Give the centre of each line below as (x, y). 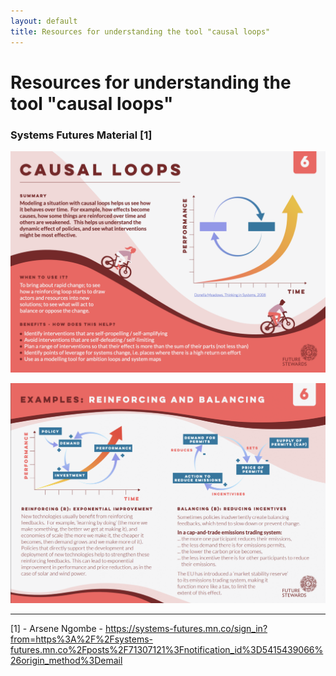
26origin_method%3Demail (66, 661)
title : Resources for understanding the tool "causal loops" (140, 31)
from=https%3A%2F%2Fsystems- (82, 639)
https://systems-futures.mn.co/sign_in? (186, 629)
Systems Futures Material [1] (81, 135)
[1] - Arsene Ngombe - (56, 629)
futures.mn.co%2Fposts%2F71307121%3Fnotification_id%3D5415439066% (167, 650)
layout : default (44, 21)
